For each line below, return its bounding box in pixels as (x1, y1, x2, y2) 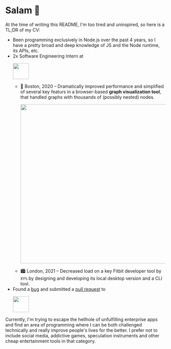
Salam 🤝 (5, 5, 40, 16)
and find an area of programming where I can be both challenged (5, 321, 142, 328)
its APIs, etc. (12, 47, 39, 53)
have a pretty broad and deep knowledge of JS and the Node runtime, (12, 42, 160, 48)
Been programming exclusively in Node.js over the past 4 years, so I (12, 37, 156, 43)
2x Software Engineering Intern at (12, 53, 83, 59)
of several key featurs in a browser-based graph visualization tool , (20, 89, 161, 95)
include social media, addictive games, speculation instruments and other (5, 332, 160, 338)
